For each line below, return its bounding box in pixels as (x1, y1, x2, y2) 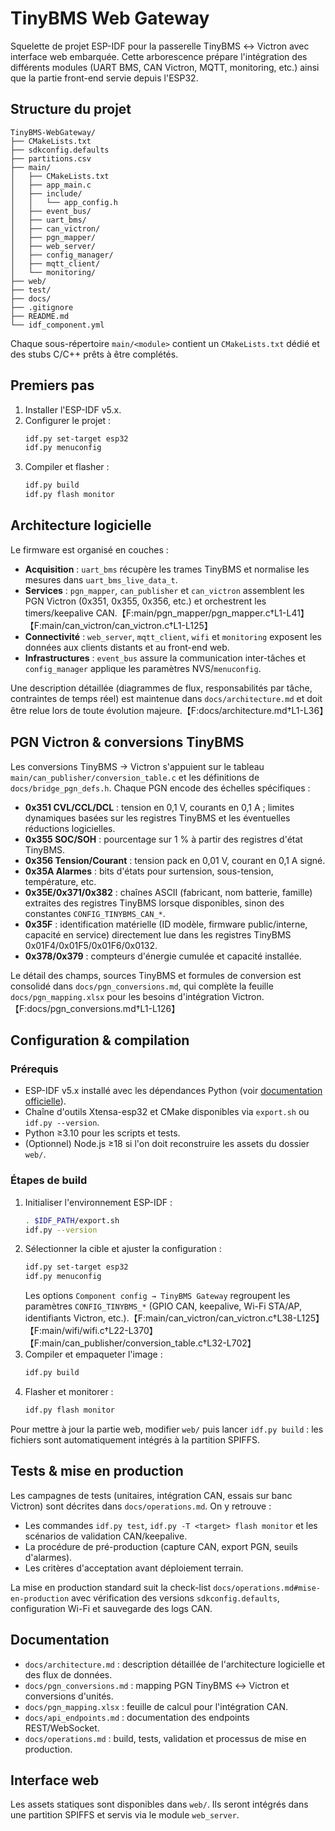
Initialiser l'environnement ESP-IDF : (24, 1196, 173, 1208)
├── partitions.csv (10, 153, 92, 164)
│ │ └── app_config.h (10, 197, 118, 207)
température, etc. (24, 875, 97, 887)
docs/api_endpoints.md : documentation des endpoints (24, 1711, 250, 1723)
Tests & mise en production (10, 1463, 184, 1480)
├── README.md (10, 311, 70, 321)
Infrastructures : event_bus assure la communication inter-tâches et (24, 652, 307, 664)
